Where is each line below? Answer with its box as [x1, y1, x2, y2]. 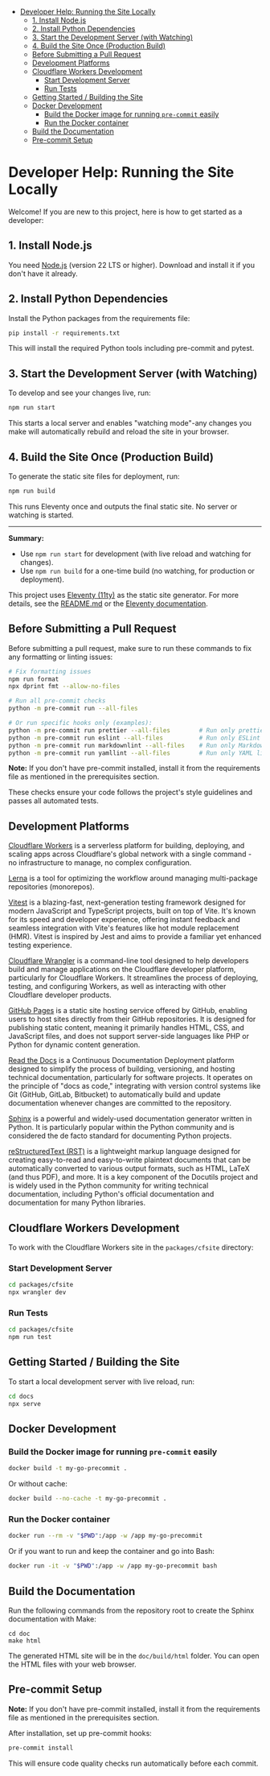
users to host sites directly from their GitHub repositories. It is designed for [8, 1014, 256, 1024]
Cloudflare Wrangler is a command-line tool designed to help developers [8, 956, 249, 966]
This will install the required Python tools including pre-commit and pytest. [8, 344, 255, 353]
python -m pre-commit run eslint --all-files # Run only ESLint [8, 734, 261, 742]
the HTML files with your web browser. [8, 1659, 137, 1669]
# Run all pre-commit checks [8, 697, 106, 705]
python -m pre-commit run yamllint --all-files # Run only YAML [8, 748, 253, 757]
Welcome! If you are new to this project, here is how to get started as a [8, 207, 243, 216]
